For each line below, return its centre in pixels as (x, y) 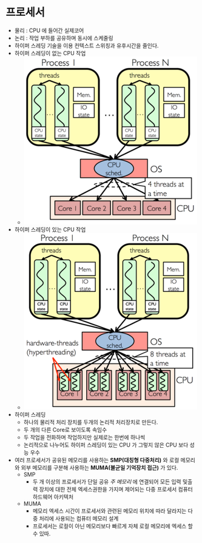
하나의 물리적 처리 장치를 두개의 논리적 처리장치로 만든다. (91, 422)
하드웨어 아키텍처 (53, 497)
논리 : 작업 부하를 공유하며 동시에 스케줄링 (64, 38)
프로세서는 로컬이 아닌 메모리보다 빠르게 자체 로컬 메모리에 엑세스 (109, 526)
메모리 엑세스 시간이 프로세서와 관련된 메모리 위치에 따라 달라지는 (109, 511)
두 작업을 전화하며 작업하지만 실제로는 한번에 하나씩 (84, 437)
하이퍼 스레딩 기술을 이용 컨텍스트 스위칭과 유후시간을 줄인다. (86, 46)
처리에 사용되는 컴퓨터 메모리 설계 (79, 519)
